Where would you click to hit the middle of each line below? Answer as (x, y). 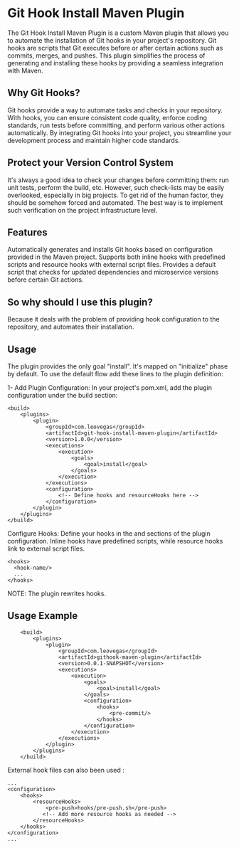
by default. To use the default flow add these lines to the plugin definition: (115, 374)
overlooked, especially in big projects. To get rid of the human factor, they (116, 195)
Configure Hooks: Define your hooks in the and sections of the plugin (109, 534)
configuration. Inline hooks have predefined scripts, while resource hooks (115, 541)
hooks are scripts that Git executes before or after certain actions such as (115, 48)
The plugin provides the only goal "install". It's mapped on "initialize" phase (118, 366)
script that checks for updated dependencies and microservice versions (113, 272)
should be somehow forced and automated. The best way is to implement (115, 202)
